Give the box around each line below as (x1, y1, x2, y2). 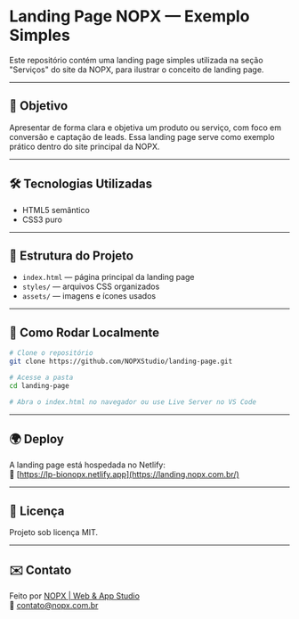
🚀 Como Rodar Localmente (9, 325, 160, 340)
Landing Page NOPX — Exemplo (9, 6, 250, 27)
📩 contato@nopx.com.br (9, 600, 99, 610)
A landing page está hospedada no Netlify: (9, 459, 166, 470)
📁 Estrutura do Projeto (9, 248, 133, 263)
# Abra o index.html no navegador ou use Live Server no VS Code (9, 397, 256, 407)
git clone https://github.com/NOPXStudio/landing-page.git (9, 357, 233, 367)
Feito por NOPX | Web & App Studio (9, 590, 141, 601)
